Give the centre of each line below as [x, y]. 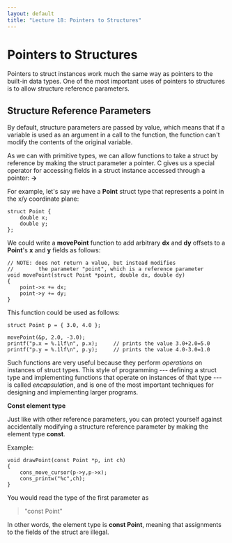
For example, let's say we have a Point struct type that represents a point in [116, 192]
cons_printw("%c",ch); [53, 479]
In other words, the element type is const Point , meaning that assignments [114, 525]
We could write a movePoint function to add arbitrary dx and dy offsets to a [116, 243]
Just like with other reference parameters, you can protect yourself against [115, 420]
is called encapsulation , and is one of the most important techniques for [110, 385]
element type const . [36, 434]
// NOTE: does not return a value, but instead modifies [92, 263]
